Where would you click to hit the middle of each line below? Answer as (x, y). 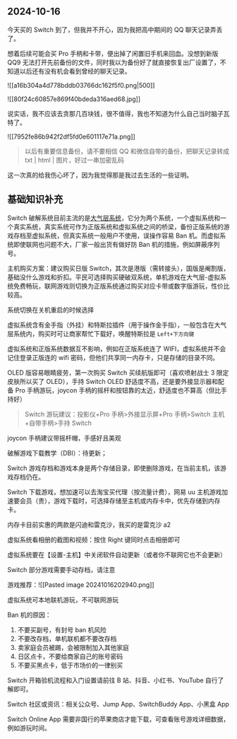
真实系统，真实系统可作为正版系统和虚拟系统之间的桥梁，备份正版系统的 (118, 226)
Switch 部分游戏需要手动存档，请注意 (61, 569)
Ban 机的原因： (29, 615)
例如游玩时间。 (29, 728)
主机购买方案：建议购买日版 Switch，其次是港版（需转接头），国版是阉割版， (119, 268)
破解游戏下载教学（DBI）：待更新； (57, 453)
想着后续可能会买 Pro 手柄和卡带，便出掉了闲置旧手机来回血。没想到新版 (113, 53)
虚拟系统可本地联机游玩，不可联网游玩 (63, 600)
